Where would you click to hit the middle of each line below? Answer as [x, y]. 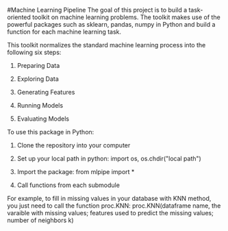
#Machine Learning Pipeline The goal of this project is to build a [97, 10]
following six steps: [34, 52]
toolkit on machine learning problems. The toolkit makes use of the [126, 17]
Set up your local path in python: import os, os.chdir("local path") [109, 158]
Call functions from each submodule [68, 185]
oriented [19, 17]
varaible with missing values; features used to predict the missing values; [110, 213]
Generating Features [46, 92]
